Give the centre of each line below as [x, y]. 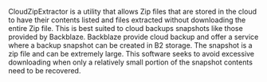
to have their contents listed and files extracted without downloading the [127, 20]
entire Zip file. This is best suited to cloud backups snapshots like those [126, 28]
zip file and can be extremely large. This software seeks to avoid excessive [132, 54]
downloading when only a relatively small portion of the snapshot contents [131, 62]
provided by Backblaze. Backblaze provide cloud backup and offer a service [133, 37]
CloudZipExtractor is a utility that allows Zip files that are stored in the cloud [133, 12]
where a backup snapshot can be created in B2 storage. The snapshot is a [130, 45]
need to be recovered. [45, 70]
